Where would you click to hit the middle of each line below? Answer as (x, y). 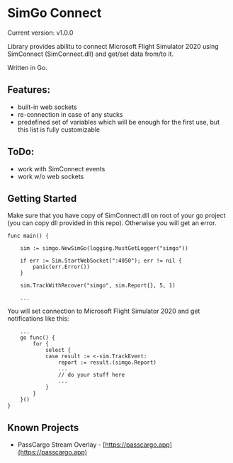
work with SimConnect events (61, 168)
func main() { (28, 236)
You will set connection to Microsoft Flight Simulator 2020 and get (104, 311)
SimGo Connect (55, 13)
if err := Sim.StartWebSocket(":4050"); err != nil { (101, 261)
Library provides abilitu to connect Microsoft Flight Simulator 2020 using (113, 46)
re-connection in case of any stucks (70, 114)
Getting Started (42, 199)
